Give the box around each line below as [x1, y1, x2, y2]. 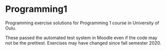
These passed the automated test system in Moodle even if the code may [5, 35, 157, 41]
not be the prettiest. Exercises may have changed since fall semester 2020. [5, 40, 161, 46]
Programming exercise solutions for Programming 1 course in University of [5, 20, 159, 26]
